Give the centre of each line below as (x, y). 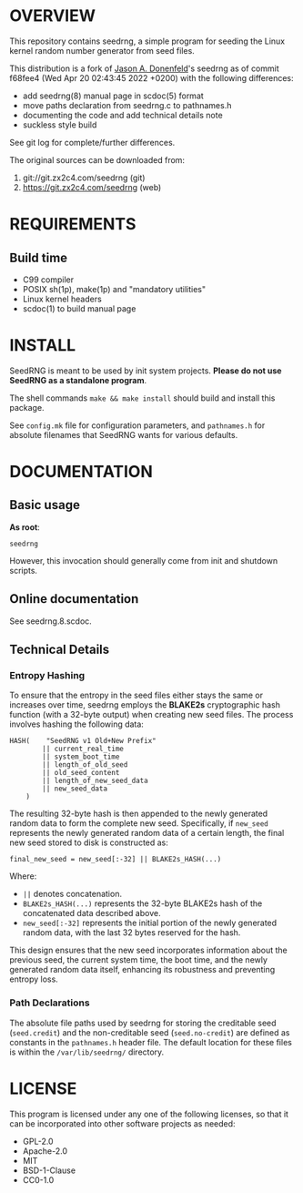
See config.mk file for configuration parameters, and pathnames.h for (137, 425)
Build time (39, 257)
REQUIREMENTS (73, 224)
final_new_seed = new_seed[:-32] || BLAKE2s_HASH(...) (116, 860)
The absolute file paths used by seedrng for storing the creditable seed (143, 1023)
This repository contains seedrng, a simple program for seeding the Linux (147, 41)
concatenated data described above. (91, 913)
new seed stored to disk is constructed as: (89, 842)
